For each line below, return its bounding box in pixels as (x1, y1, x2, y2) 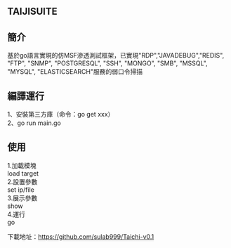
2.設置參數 (7, 177, 38, 185)
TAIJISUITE (7, 6, 58, 18)
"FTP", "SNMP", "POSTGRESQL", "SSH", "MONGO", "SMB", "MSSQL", (7, 59, 209, 67)
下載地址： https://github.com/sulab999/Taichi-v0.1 (7, 232, 154, 241)
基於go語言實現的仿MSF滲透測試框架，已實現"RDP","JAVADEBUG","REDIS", (7, 51, 225, 60)
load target (7, 169, 39, 178)
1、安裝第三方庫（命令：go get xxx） (7, 110, 114, 119)
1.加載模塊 (7, 161, 37, 169)
